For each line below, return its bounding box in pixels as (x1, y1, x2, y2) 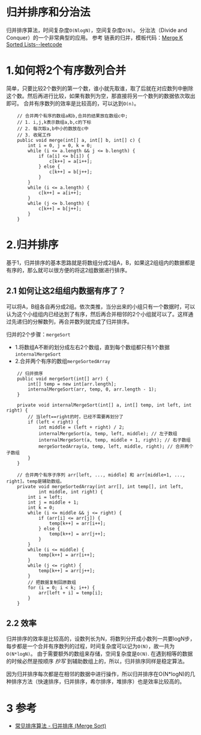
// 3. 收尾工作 (17, 132, 52, 138)
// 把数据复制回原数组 (28, 579, 76, 585)
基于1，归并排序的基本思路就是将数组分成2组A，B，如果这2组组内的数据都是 (6, 259, 196, 266)
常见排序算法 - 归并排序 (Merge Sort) (14, 722, 107, 730)
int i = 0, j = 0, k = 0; (28, 142, 93, 148)
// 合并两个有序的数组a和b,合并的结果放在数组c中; (17, 112, 128, 119)
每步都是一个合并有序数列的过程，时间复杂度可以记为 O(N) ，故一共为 (6, 642, 175, 650)
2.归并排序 (6, 238, 59, 252)
